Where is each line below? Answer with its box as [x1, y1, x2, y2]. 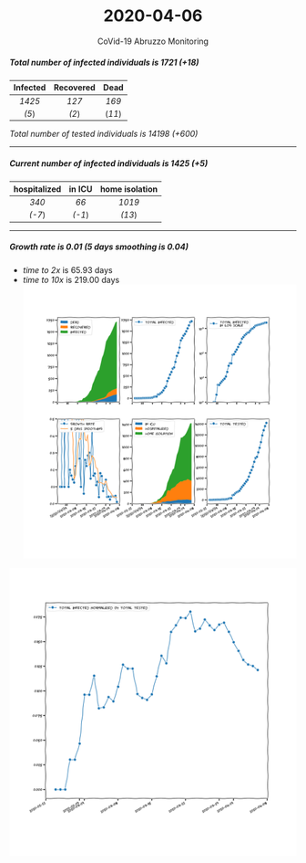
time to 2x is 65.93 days [22, 264, 113, 275]
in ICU [68, 184, 93, 195]
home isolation [99, 184, 158, 195]
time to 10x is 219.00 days [22, 274, 120, 285]
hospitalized [13, 184, 62, 195]
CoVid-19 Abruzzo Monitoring [97, 36, 209, 47]
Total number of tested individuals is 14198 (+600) [9, 129, 199, 140]
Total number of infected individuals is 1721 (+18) [9, 57, 199, 68]
